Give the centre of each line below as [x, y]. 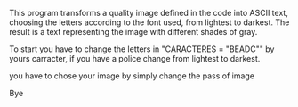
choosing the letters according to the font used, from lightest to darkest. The [149, 22]
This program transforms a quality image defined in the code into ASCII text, [149, 13]
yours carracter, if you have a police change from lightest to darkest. [135, 58]
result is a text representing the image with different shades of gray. [133, 32]
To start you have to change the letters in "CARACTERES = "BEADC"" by [142, 49]
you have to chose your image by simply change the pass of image [132, 76]
